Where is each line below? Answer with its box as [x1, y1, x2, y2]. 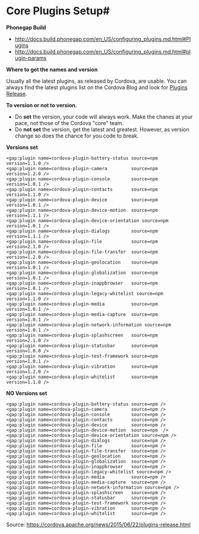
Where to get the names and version [6, 65, 98, 73]
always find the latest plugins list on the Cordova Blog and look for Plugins [6, 83, 188, 90]
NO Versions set [6, 389, 48, 396]
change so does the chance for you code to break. [14, 132, 139, 139]
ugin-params [14, 54, 47, 61]
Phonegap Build [6, 24, 46, 31]
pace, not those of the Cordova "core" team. [14, 119, 124, 126]
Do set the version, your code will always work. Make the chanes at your [14, 113, 193, 120]
